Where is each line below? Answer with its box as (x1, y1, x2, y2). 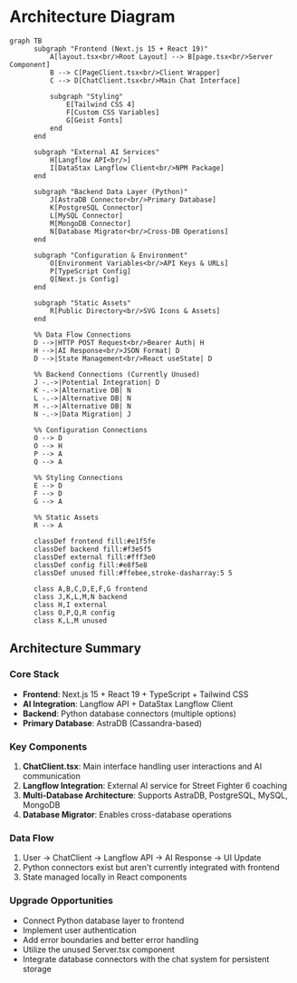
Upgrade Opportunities (9, 894, 113, 907)
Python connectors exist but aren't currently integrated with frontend (22, 862, 281, 873)
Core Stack (9, 668, 60, 681)
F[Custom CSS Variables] (66, 107, 160, 117)
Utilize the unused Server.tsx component (22, 944, 175, 955)
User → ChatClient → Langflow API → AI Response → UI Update (22, 852, 262, 863)
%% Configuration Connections (33, 425, 148, 435)
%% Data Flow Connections (33, 329, 131, 339)
